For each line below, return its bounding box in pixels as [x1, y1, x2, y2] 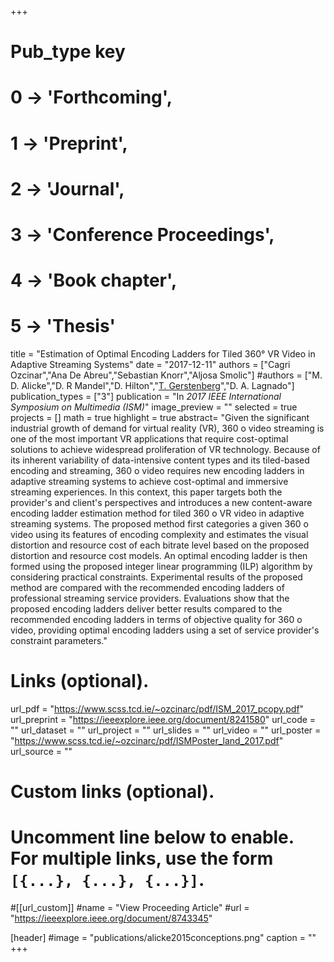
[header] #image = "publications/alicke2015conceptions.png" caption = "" [10, 932, 317, 944]
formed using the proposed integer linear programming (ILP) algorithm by [10, 561, 313, 573]
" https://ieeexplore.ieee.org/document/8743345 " [10, 912, 213, 925]
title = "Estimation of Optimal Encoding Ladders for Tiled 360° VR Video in [10, 348, 316, 360]
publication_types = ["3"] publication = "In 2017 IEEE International [10, 391, 282, 403]
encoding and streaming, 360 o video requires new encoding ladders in [10, 465, 305, 477]
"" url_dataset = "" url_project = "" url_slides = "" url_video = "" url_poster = [10, 724, 322, 736]
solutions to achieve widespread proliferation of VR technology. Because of [10, 444, 321, 456]
